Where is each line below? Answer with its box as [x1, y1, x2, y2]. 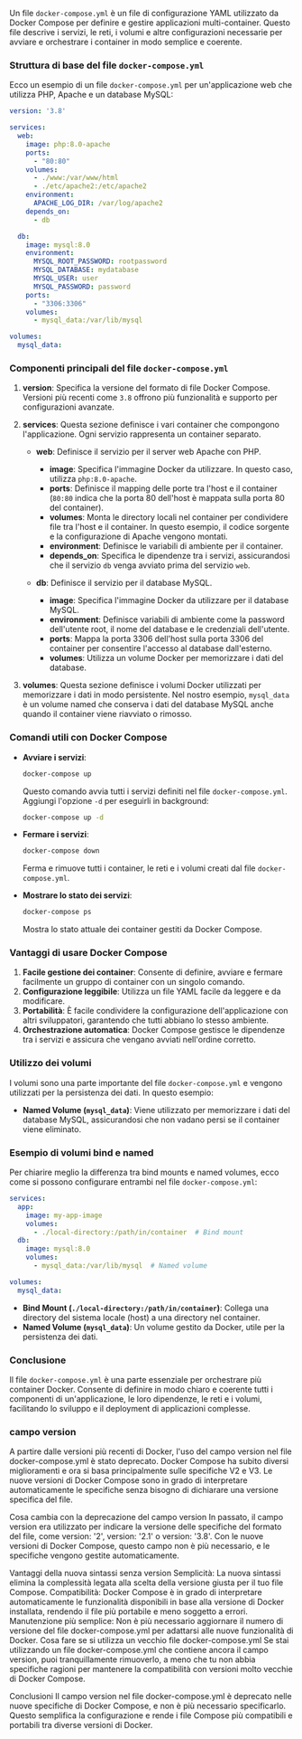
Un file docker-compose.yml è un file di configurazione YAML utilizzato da [9, 8, 279, 18]
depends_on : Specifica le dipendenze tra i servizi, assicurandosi [49, 551, 290, 562]
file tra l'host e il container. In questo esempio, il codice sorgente [49, 522, 290, 533]
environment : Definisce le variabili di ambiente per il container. [49, 541, 284, 552]
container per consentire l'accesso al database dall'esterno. [49, 643, 272, 654]
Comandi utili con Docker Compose [9, 732, 168, 744]
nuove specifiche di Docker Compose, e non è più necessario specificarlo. [9, 1700, 287, 1712]
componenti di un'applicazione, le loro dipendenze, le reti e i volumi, [9, 1393, 263, 1404]
